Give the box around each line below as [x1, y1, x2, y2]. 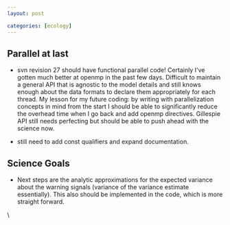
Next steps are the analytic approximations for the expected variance [16, 176, 213, 184]
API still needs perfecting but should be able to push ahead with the [16, 117, 209, 126]
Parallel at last [7, 47, 69, 59]
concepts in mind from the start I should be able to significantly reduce [16, 102, 218, 110]
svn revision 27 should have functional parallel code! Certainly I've [16, 66, 205, 74]
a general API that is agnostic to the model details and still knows [16, 80, 201, 89]
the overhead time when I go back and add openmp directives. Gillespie [16, 110, 221, 118]
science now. [16, 124, 55, 132]
